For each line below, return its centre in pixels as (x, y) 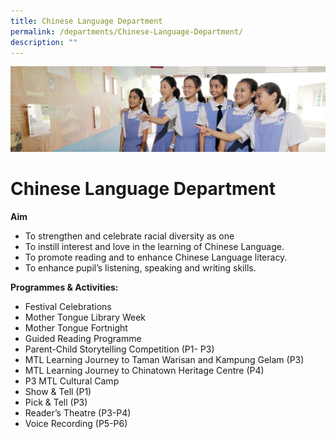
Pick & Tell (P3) (56, 402)
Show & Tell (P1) (58, 391)
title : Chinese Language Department (86, 21)
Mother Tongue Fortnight (76, 327)
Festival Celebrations (68, 306)
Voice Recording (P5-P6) (76, 423)
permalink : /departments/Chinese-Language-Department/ (127, 31)
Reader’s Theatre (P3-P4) (78, 412)
